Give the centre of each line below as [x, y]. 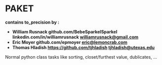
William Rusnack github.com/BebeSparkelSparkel [65, 32]
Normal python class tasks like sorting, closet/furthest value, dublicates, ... [81, 57]
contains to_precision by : [32, 22]
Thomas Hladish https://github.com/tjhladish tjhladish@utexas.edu [83, 47]
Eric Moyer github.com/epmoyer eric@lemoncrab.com [70, 42]
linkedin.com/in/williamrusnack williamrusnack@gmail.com [75, 37]
